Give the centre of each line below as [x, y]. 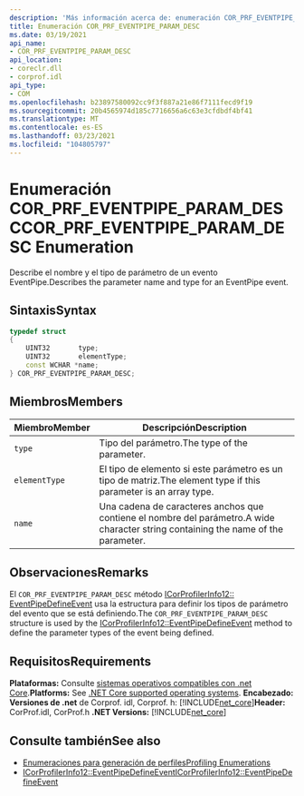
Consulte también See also [85, 741]
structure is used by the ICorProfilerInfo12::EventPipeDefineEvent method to [151, 624]
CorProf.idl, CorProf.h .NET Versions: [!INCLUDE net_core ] [118, 712]
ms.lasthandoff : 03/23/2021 [62, 136]
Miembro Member [52, 427]
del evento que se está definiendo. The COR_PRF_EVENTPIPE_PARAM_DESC [139, 614]
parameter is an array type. [157, 491]
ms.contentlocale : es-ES [56, 128]
